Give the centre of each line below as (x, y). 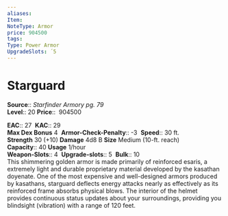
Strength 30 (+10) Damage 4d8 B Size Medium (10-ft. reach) (93, 140)
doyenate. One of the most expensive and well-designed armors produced (112, 176)
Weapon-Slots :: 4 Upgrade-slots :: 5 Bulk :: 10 (74, 154)
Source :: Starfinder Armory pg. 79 (55, 104)
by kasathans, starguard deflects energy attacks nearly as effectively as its (113, 183)
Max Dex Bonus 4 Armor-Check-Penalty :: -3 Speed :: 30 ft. (93, 132)
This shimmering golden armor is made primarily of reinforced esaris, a (107, 161)
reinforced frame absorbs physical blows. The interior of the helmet (102, 191)
